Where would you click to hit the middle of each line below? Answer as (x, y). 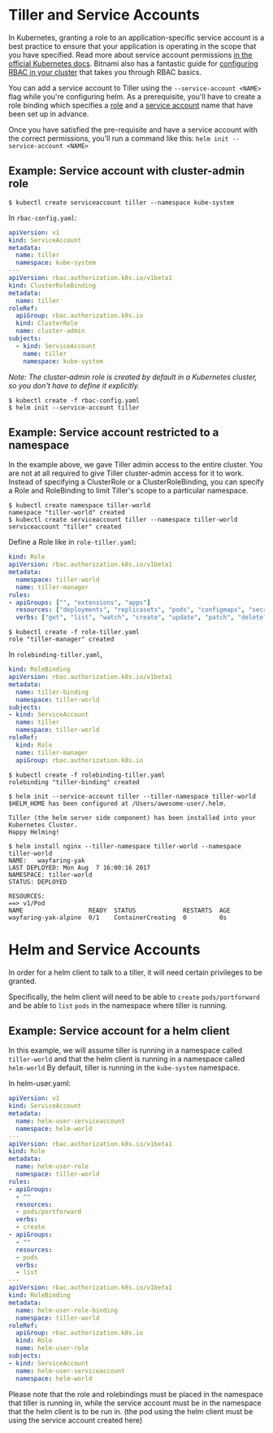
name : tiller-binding (52, 692)
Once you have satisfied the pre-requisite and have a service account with (133, 129)
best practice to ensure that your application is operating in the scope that (132, 46)
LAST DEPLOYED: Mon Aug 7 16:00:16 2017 (80, 868)
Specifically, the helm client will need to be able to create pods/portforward (134, 997)
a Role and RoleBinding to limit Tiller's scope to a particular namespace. (128, 491)
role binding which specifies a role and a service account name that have (131, 105)
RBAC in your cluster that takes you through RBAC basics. (105, 72)
